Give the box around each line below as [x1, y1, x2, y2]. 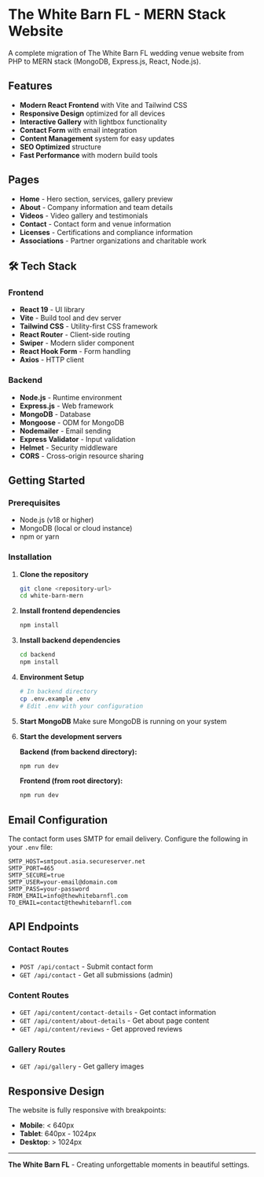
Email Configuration [8, 813, 108, 826]
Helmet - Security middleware [19, 443, 118, 452]
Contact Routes [8, 943, 69, 954]
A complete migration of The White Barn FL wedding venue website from [8, 48, 244, 57]
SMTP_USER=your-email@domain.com [8, 878, 118, 886]
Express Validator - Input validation [19, 434, 136, 443]
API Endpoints [8, 920, 79, 933]
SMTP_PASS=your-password [8, 885, 90, 893]
